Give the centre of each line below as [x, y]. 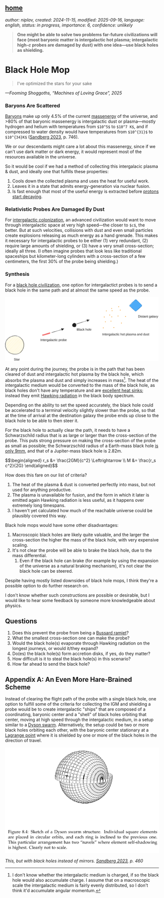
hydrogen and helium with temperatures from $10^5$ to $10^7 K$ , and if [76, 127]
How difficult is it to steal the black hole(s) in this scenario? [71, 659]
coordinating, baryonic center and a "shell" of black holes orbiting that [76, 715]
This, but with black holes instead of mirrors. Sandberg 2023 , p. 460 [74, 861]
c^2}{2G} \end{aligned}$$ [31, 466]
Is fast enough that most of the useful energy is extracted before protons [85, 191]
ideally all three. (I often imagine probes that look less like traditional [73, 251]
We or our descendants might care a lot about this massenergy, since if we [80, 147]
